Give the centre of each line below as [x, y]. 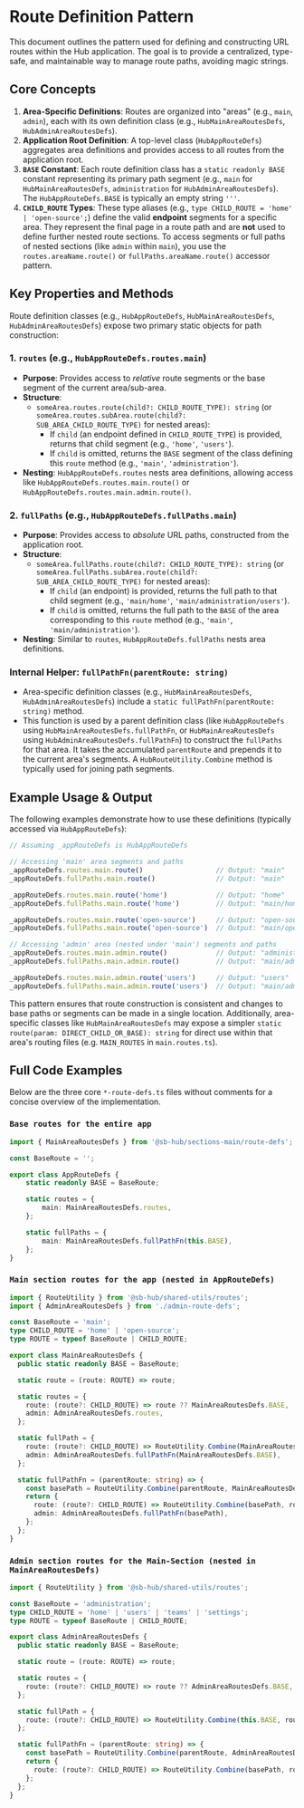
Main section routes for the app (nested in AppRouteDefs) [142, 1280]
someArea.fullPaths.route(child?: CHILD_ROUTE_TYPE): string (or [160, 564]
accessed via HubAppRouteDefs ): [68, 829]
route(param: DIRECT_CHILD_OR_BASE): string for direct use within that [141, 1032]
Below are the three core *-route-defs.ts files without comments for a [141, 1092]
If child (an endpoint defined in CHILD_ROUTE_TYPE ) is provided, [166, 434]
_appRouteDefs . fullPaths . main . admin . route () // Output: [133, 962]
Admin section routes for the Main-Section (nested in [133, 1561]
